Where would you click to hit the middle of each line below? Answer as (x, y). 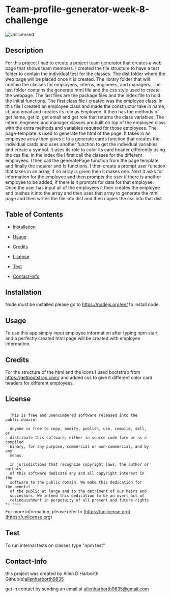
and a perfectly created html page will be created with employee (73, 339)
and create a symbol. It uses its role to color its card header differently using (85, 150)
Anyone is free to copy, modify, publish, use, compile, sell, (78, 428)
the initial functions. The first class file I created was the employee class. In (84, 101)
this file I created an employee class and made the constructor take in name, (85, 106)
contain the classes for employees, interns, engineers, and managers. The (83, 84)
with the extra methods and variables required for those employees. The (81, 128)
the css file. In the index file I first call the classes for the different (74, 155)
